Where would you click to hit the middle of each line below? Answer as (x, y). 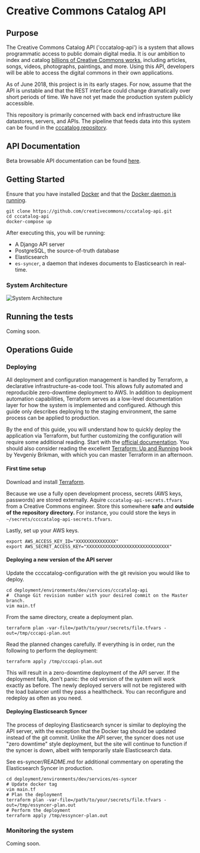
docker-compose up (29, 221)
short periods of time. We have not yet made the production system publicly (100, 97)
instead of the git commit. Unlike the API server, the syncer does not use (95, 738)
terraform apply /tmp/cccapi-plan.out (54, 661)
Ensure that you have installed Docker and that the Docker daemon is (91, 194)
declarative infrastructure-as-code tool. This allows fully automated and (95, 386)
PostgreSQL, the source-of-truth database (67, 250)
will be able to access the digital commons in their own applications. (90, 73)
